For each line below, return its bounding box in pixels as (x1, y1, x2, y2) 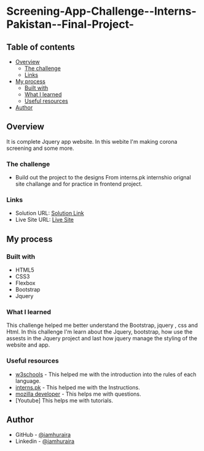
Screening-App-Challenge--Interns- (6, 4, 197, 18)
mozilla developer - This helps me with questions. (15, 390, 141, 398)
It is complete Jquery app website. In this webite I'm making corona (6, 138, 178, 145)
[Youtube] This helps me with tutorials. (15, 396, 114, 404)
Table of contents (6, 42, 75, 52)
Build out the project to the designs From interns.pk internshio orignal (15, 174, 192, 181)
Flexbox (15, 280, 36, 287)
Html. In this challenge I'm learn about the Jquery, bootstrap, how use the (6, 328, 193, 335)
